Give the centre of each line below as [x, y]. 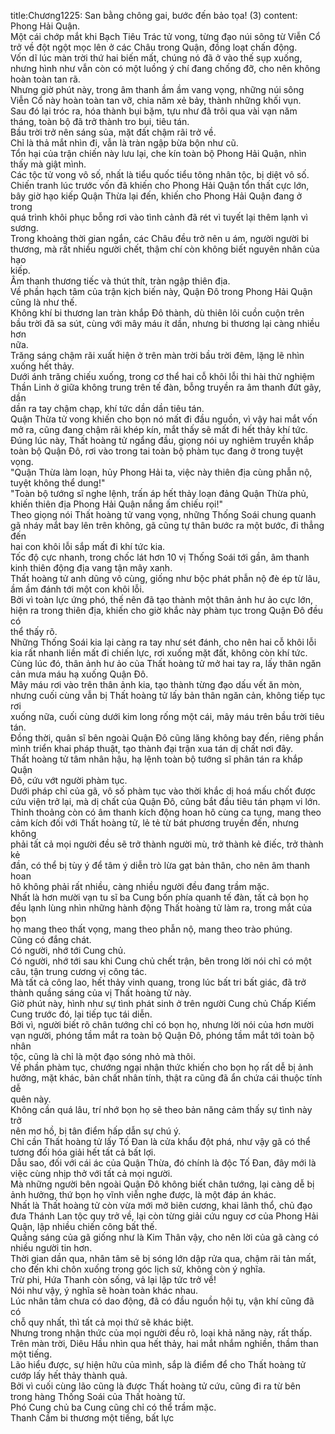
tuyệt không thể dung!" [58, 483]
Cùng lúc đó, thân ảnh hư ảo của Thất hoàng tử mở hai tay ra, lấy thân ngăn [166, 663]
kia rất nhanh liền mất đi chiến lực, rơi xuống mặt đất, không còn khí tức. [159, 653]
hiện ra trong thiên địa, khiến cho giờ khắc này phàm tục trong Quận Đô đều [167, 610]
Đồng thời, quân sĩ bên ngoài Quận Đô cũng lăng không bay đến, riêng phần [167, 738]
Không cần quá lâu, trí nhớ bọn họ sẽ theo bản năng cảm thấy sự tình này [161, 1109]
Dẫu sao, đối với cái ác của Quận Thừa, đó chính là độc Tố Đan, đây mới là [163, 1163]
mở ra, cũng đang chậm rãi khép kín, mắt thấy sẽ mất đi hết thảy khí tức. [159, 429]
